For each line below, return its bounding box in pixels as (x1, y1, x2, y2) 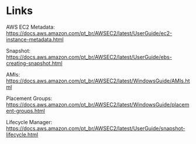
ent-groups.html (6, 107, 45, 114)
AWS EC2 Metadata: (6, 23, 55, 30)
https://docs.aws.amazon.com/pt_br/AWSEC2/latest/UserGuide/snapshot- (6, 125, 185, 132)
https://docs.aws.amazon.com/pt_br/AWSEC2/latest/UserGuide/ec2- (6, 29, 173, 36)
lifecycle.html (6, 131, 39, 138)
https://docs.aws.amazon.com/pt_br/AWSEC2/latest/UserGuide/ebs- (6, 53, 173, 60)
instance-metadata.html (6, 36, 64, 43)
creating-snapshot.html (6, 60, 63, 67)
